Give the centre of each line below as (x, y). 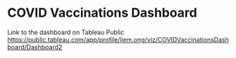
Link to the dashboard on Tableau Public (66, 32)
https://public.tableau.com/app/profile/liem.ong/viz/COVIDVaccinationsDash (118, 39)
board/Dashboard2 (35, 47)
